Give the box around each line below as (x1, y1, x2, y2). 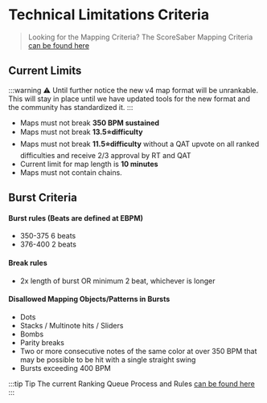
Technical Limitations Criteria (8, 6, 210, 24)
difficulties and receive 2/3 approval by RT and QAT (19, 150, 191, 160)
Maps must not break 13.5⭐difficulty (19, 127, 143, 136)
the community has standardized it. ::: (8, 102, 133, 112)
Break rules (8, 258, 48, 267)
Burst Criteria (8, 191, 78, 205)
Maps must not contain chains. (19, 167, 122, 177)
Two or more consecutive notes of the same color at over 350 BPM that (19, 346, 257, 356)
